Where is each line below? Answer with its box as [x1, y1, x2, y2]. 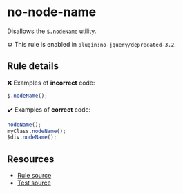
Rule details [7, 60, 59, 72]
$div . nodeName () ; [7, 134, 57, 141]
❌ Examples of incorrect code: [7, 79, 95, 87]
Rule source [17, 172, 52, 180]
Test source [17, 179, 52, 187]
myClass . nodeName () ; [7, 128, 67, 134]
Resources [7, 153, 55, 165]
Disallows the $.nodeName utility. [7, 27, 97, 35]
